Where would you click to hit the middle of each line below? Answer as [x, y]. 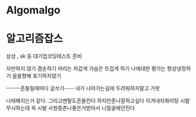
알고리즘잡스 [35, 39]
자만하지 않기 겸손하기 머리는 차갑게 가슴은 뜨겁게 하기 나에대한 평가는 [86, 68]
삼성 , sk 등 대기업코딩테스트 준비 [44, 56]
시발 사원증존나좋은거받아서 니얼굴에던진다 [86, 108]
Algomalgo [33, 10]
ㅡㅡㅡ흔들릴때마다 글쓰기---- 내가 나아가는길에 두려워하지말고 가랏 [83, 88]
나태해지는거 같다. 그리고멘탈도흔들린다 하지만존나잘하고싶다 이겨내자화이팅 [92, 101]
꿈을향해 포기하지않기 [37, 76]
